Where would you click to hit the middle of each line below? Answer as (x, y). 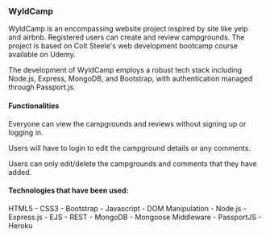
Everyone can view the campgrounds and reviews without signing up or (127, 123)
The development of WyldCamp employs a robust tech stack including (125, 70)
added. (20, 172)
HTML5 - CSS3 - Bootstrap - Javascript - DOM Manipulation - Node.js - (128, 208)
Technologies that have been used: (69, 190)
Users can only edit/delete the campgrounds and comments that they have (133, 164)
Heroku (21, 225)
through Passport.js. (42, 87)
